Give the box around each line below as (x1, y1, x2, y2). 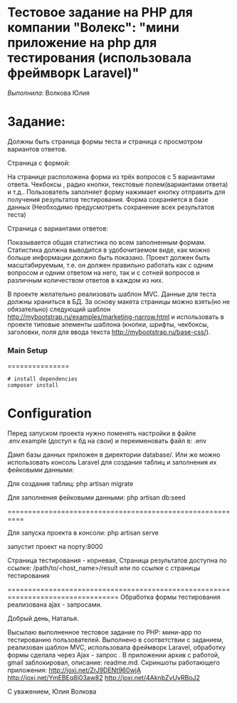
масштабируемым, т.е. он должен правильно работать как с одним (7, 261, 214, 269)
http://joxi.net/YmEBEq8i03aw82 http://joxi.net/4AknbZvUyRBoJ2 (7, 674, 201, 682)
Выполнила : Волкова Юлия (7, 88, 90, 97)
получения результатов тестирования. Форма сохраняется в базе (7, 195, 209, 203)
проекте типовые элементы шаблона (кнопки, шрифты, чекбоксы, (7, 320, 209, 328)
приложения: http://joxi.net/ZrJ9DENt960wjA (7, 666, 141, 674)
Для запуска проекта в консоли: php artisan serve (7, 529, 159, 537)
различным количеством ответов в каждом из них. (7, 275, 164, 284)
